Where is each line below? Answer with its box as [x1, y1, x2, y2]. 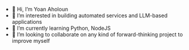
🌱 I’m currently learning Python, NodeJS [11, 24, 111, 32]
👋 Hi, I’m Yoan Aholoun [11, 6, 69, 12]
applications [11, 18, 42, 25]
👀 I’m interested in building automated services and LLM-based [11, 12, 168, 19]
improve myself [11, 37, 50, 44]
